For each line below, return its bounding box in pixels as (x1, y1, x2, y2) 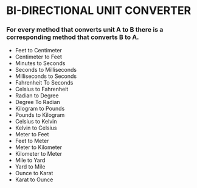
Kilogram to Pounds (15, 105, 65, 113)
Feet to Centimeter (15, 47, 63, 54)
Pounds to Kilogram (15, 111, 65, 119)
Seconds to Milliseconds (15, 66, 77, 74)
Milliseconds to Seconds (15, 72, 77, 80)
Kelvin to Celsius (15, 124, 57, 131)
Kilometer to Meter (15, 150, 63, 158)
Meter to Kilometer (15, 144, 63, 151)
